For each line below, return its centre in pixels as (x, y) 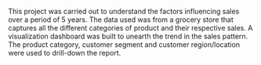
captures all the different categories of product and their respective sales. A (130, 28)
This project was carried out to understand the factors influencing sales (124, 11)
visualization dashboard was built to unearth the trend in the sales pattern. (128, 36)
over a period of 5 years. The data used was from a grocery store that (121, 20)
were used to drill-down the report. (65, 53)
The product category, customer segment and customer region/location (124, 45)
